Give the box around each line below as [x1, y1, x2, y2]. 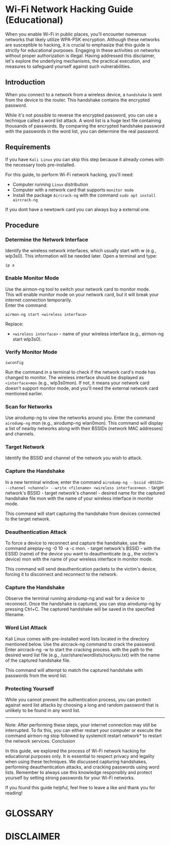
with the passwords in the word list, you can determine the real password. [5, 128, 159, 134]
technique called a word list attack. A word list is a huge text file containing [5, 117, 161, 124]
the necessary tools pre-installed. [5, 162, 75, 168]
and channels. [5, 431, 35, 437]
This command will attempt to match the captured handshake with [5, 667, 143, 673]
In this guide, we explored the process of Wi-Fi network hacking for [5, 748, 146, 754]
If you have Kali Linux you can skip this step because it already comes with [5, 156, 164, 163]
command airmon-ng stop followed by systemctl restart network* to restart [5, 733, 162, 739]
